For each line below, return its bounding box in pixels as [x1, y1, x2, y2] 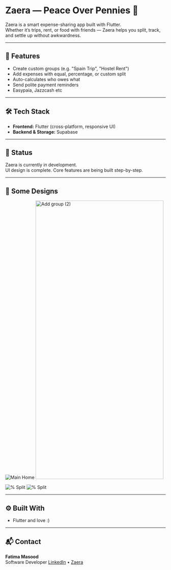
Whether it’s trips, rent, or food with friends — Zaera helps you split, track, [5, 27, 161, 33]
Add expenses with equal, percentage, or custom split [12, 71, 126, 77]
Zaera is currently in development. [5, 162, 77, 168]
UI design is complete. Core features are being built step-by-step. [5, 167, 144, 173]
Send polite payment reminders [12, 82, 79, 88]
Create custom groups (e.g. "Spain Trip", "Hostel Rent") [12, 65, 129, 71]
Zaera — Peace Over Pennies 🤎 [5, 5, 138, 16]
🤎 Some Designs [5, 187, 59, 195]
